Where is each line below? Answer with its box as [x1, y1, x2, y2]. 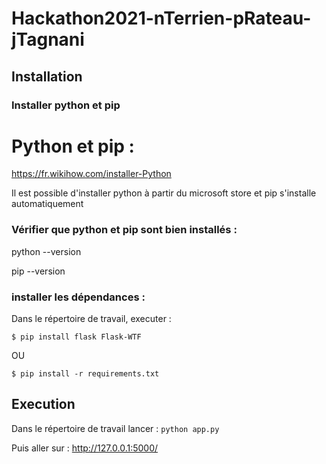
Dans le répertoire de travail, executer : [11, 313, 172, 325]
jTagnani [11, 28, 85, 51]
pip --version [11, 265, 66, 277]
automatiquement [11, 198, 84, 210]
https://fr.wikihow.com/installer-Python [11, 168, 172, 180]
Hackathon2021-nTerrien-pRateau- [11, 7, 312, 30]
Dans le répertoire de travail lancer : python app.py [11, 422, 220, 434]
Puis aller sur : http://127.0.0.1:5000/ [11, 442, 159, 454]
